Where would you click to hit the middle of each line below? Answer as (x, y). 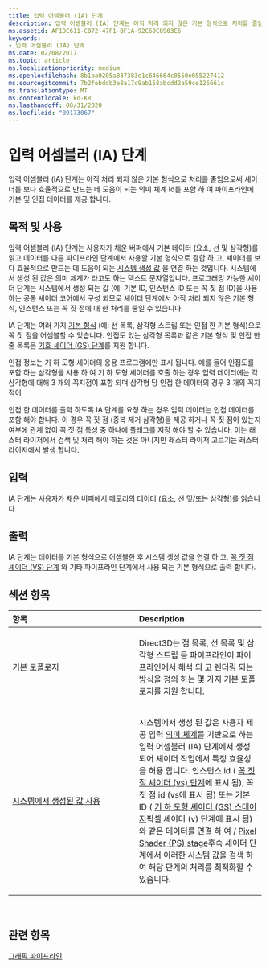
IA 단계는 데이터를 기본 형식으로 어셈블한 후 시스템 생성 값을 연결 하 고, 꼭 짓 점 (131, 557)
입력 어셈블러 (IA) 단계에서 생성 (195, 747)
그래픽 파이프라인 (35, 956)
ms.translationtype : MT (48, 90)
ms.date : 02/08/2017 (43, 53)
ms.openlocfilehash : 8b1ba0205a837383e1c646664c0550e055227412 (117, 76)
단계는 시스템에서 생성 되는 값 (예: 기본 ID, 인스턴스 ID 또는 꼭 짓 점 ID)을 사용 (137, 288)
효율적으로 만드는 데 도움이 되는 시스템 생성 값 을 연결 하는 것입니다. (123, 268)
